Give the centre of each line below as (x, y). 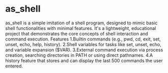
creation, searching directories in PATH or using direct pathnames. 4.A (79, 55)
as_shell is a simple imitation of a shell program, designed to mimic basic (81, 23)
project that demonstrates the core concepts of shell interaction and (77, 33)
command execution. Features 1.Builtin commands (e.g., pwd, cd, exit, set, (83, 39)
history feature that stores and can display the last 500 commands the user (84, 60)
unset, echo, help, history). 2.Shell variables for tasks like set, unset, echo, (83, 44)
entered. (14, 66)
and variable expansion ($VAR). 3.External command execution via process (84, 50)
